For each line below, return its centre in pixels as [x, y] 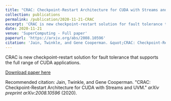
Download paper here [28, 72]
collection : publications [33, 15]
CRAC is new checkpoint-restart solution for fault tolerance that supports [82, 57]
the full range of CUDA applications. [43, 62]
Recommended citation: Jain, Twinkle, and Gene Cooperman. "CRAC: [78, 82]
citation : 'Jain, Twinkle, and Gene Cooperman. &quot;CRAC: [70, 43]
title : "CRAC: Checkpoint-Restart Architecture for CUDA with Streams [82, 10]
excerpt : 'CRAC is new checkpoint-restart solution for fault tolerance [84, 24]
